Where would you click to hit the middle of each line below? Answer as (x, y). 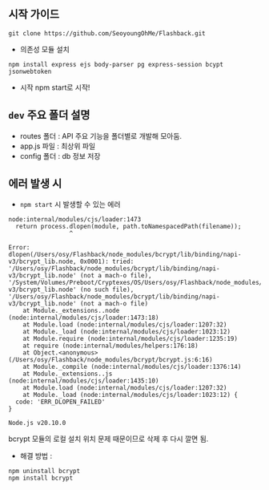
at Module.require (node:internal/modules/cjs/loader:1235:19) (130, 339)
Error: (19, 248)
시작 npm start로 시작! (55, 87)
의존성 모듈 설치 (44, 49)
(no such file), (107, 290)
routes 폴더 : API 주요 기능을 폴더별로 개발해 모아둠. (101, 136)
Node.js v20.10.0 (37, 423)
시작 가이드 (34, 14)
